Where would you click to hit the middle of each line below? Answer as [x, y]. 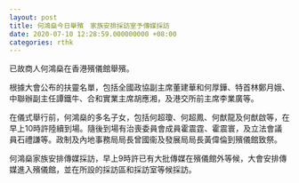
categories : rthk [41, 42]
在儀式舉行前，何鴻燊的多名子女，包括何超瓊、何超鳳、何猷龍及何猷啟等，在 [149, 117]
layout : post [33, 17]
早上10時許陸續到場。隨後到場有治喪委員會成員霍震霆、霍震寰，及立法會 [142, 129]
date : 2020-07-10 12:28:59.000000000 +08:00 [93, 34]
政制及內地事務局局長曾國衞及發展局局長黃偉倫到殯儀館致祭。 [169, 139]
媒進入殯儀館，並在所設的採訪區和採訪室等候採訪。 [103, 170]
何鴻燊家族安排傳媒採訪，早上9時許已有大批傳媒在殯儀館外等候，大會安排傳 [148, 159]
